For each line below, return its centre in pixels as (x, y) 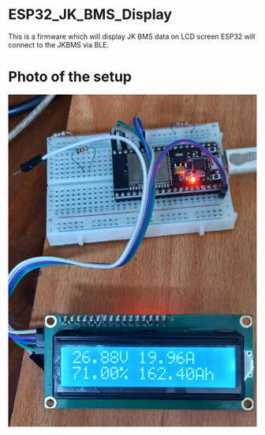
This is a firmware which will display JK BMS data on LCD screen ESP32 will (132, 36)
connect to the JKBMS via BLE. (59, 44)
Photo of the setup (70, 77)
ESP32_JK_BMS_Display (90, 15)
